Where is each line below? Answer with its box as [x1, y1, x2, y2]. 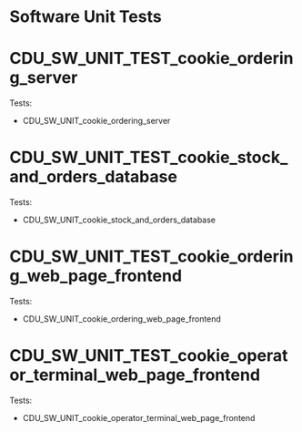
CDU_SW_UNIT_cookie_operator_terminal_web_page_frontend [22, 412, 256, 423]
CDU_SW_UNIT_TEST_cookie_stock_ [9, 148, 288, 168]
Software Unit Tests [9, 6, 162, 27]
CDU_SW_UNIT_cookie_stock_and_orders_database [22, 214, 216, 225]
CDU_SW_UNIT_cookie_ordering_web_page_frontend [22, 314, 221, 324]
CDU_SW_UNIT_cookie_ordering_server [22, 116, 171, 127]
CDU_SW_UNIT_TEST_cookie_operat [9, 345, 288, 366]
